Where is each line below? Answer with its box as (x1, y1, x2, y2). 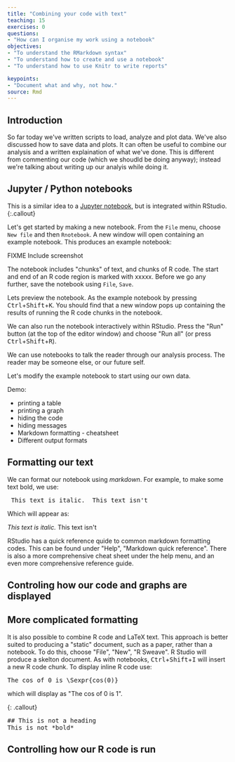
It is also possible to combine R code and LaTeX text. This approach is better (7, 633, 229, 641)
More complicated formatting (7, 614, 138, 626)
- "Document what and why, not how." (7, 81, 118, 88)
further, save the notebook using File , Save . (7, 280, 134, 288)
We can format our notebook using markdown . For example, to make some (7, 475, 224, 483)
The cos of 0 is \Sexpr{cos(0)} (7, 676, 119, 684)
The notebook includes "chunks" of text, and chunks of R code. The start (7, 265, 219, 273)
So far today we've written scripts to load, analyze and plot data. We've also (7, 133, 227, 141)
